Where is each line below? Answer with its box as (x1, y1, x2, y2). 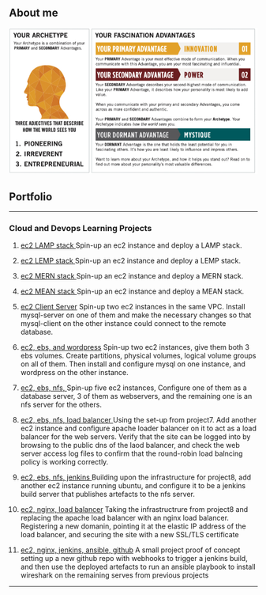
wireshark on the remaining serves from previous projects (20, 570, 209, 580)
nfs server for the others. (20, 400, 102, 410)
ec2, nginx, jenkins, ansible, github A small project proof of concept (20, 545, 241, 555)
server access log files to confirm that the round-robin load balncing (20, 449, 243, 458)
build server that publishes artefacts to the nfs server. (20, 490, 196, 499)
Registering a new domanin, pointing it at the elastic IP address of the (20, 521, 247, 531)
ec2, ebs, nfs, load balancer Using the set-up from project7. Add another (20, 415, 257, 425)
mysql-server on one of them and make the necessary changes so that (20, 310, 252, 320)
